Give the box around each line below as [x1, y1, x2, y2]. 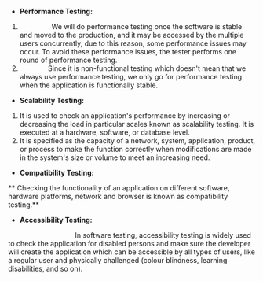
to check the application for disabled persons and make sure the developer [8, 239, 251, 248]
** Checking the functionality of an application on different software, [8, 183, 230, 192]
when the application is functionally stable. [19, 80, 159, 90]
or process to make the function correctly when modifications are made [19, 145, 252, 153]
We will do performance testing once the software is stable [51, 22, 243, 31]
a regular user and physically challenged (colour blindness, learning [8, 256, 228, 264]
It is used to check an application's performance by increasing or [19, 111, 230, 120]
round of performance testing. [19, 55, 118, 65]
